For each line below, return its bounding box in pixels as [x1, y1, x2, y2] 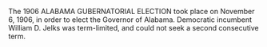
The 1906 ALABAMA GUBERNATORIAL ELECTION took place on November [8, 7, 255, 16]
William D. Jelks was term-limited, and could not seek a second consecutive [8, 23, 259, 32]
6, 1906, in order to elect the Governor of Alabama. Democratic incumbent [8, 15, 253, 24]
